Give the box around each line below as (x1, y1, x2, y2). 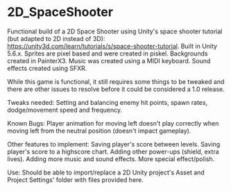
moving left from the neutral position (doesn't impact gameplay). (7, 126, 191, 135)
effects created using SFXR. (7, 64, 87, 72)
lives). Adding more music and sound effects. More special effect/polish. (7, 154, 215, 163)
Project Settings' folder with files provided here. (7, 175, 144, 184)
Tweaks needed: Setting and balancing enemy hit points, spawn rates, (7, 98, 208, 106)
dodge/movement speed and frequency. (7, 106, 123, 114)
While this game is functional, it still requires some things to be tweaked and (7, 77, 225, 85)
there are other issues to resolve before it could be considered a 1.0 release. (7, 85, 225, 93)
